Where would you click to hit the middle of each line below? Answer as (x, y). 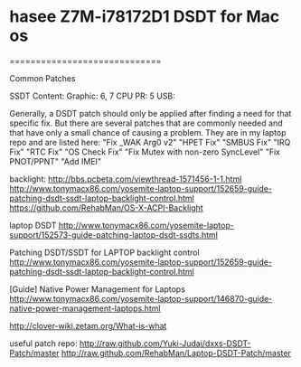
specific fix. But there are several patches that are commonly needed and (146, 123)
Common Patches (42, 78)
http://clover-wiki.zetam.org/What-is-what (88, 325)
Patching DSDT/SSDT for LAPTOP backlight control (105, 252)
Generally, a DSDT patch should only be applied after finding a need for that (150, 113)
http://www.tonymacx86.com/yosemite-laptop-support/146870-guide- (141, 298)
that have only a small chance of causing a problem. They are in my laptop (148, 132)
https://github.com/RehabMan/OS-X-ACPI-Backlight (106, 207)
